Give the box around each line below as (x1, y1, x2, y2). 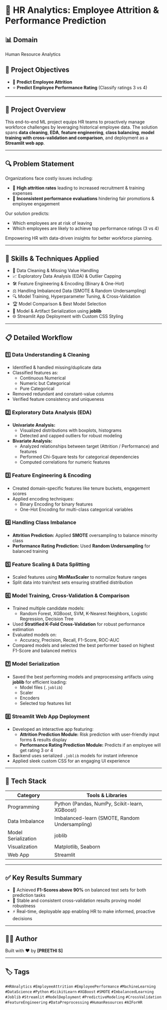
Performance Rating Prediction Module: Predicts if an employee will (19, 742, 161, 748)
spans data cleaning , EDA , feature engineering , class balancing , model (5, 129, 155, 135)
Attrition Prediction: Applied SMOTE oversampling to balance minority (12, 532, 158, 538)
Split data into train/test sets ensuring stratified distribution (12, 579, 133, 585)
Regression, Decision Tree (19, 616, 74, 622)
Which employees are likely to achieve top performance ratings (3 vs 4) (12, 225, 159, 231)
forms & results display (19, 737, 67, 743)
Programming (7, 803, 40, 810)
